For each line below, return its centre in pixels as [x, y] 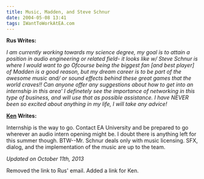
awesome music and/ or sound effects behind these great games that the [99, 78]
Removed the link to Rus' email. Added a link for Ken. [72, 170]
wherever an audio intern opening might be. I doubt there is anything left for [101, 134]
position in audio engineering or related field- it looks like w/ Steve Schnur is [102, 59]
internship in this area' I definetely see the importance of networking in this [100, 91]
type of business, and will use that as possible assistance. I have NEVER [97, 97]
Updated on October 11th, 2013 [45, 159]
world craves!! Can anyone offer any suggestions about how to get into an [100, 85]
